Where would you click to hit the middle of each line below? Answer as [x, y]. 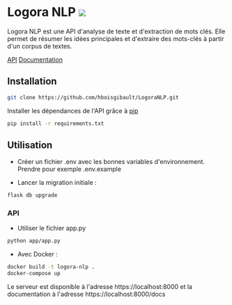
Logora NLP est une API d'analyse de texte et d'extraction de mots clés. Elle [116, 31]
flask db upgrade [32, 195]
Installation [32, 82]
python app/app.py [34, 241]
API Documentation [35, 59]
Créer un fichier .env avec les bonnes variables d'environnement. [111, 162]
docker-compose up [34, 274]
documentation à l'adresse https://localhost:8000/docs [86, 294]
